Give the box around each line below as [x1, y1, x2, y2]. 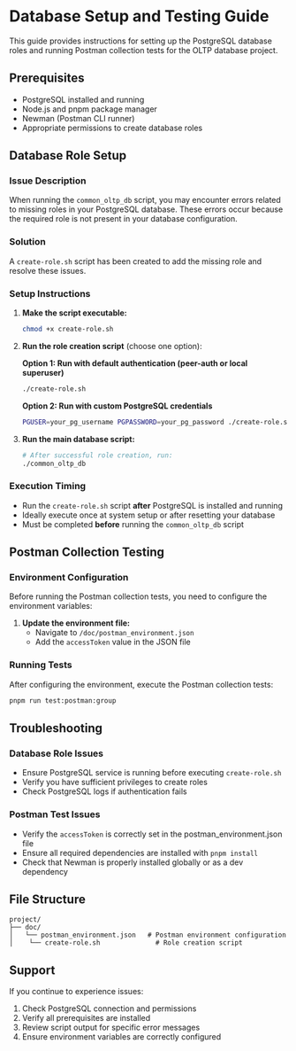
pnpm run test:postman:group [9, 696, 117, 705]
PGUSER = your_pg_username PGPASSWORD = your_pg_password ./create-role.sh [21, 417, 292, 426]
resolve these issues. [9, 265, 87, 276]
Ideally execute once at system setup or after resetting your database [21, 510, 276, 520]
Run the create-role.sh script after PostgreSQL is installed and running [21, 500, 283, 510]
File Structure [9, 891, 86, 907]
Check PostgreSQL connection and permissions [21, 1003, 197, 1014]
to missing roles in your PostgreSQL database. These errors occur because [9, 204, 284, 214]
